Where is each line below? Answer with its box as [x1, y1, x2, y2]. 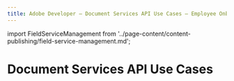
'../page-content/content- [117, 29, 192, 38]
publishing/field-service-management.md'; [7, 36, 131, 45]
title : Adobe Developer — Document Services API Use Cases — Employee [7, 10, 217, 17]
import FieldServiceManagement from [7, 29, 116, 38]
